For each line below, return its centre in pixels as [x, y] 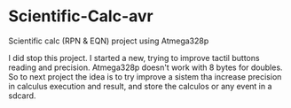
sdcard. [22, 96]
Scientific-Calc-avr [81, 16]
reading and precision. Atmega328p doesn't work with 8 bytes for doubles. [145, 67]
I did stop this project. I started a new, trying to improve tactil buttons [134, 58]
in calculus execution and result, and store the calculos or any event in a [140, 86]
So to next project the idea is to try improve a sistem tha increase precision [145, 76]
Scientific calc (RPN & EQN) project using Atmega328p [109, 41]
